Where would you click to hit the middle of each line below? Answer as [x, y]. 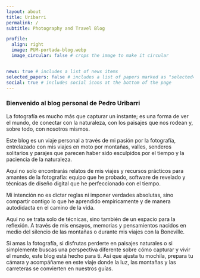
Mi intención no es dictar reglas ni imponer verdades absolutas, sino [90, 195]
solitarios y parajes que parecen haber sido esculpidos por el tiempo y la [95, 153]
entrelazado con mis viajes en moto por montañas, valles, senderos [89, 147]
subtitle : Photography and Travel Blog [56, 28]
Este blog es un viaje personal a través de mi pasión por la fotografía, [91, 140]
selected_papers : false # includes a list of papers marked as [86, 77]
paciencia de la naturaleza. [39, 159]
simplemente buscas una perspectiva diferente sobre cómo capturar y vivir [98, 249]
